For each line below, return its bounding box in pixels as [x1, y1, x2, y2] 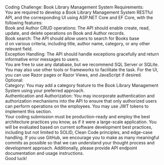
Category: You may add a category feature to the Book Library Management [5, 82, 159, 88]
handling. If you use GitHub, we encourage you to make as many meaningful [5, 135, 159, 140]
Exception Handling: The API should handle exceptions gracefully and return [5, 51, 159, 57]
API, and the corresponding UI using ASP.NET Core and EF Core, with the [5, 15, 153, 20]
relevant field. [5, 46, 33, 52]
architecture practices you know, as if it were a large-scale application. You [5, 119, 157, 125]
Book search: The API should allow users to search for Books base [5, 35, 140, 41]
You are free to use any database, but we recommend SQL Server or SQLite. [5, 61, 159, 67]
